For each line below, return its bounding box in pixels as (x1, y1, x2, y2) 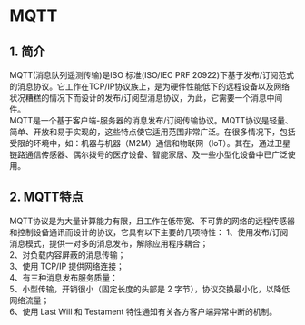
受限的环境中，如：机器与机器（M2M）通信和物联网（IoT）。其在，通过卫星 (9, 138, 290, 148)
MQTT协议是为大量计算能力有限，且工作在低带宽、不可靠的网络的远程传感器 (9, 215, 296, 226)
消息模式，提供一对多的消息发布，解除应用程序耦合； (9, 238, 209, 249)
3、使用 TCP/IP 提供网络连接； (9, 261, 125, 271)
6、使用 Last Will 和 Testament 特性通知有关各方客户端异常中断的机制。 (9, 306, 278, 317)
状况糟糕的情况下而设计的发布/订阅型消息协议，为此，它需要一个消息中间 (9, 93, 283, 103)
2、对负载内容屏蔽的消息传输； (9, 249, 126, 260)
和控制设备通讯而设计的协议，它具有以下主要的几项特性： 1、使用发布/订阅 (9, 226, 289, 237)
